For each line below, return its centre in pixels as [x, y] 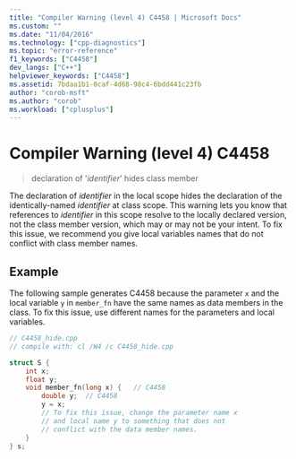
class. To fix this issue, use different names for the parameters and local [142, 312]
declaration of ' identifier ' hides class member [114, 178]
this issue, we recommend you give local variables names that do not [136, 234]
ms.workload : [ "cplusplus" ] [62, 109]
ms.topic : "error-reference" [63, 51]
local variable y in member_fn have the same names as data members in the [146, 303]
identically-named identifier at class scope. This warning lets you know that [148, 205]
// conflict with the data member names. [120, 429]
